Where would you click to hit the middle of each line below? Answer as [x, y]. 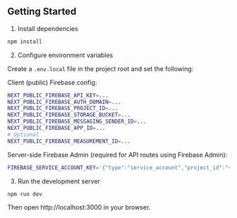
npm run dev [25, 194]
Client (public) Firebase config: [52, 82]
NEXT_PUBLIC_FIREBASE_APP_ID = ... [56, 128]
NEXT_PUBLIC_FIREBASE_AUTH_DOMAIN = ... [64, 102]
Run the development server [59, 181]
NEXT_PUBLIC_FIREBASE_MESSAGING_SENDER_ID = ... [77, 122]
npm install [25, 42]
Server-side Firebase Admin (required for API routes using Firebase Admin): [117, 155]
